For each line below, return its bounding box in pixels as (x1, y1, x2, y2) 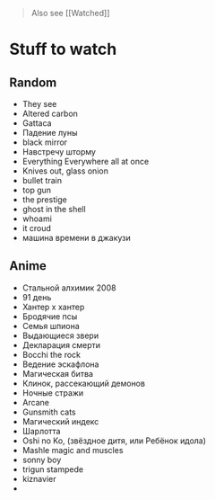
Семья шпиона (21, 320, 80, 331)
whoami (21, 213, 52, 224)
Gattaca (21, 118, 52, 129)
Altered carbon (21, 108, 79, 119)
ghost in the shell (21, 204, 87, 214)
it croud (21, 223, 51, 233)
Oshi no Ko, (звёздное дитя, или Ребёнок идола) (21, 435, 207, 446)
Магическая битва (21, 368, 94, 379)
